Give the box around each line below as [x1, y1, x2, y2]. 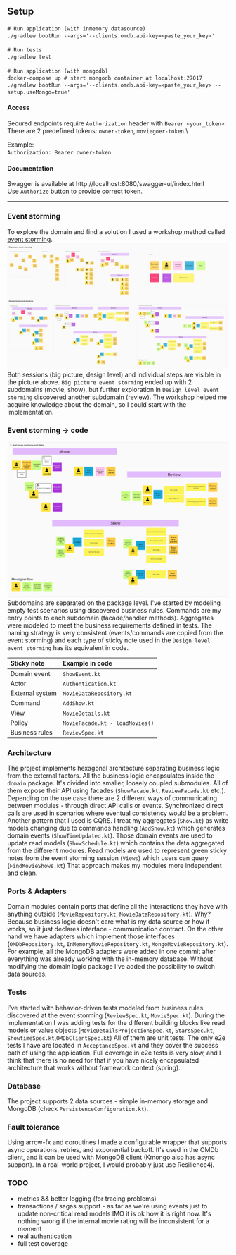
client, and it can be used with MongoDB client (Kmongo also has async [7, 1153, 216, 1162]
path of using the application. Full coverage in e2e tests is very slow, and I [7, 1048, 221, 1057]
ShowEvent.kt [63, 671, 101, 678]
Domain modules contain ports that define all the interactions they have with [7, 902, 228, 911]
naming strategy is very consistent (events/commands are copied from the [7, 628, 223, 637]
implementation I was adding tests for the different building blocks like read [7, 1018, 225, 1027]
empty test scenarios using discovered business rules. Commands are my [7, 606, 221, 614]
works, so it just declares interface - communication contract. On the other [7, 925, 223, 933]
